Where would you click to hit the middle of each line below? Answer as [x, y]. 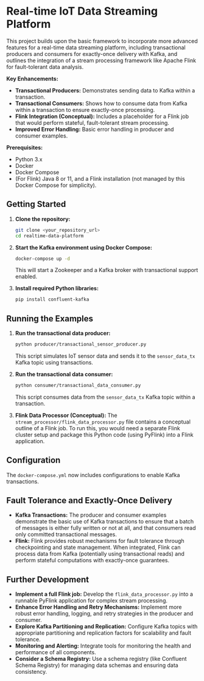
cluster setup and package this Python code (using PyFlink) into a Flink [104, 435]
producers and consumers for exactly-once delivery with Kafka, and [92, 54]
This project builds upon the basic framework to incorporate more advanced [102, 41]
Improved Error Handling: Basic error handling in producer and [94, 129]
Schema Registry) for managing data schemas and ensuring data [97, 665]
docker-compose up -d [42, 259]
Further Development [48, 579]
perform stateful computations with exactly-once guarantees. [92, 561]
